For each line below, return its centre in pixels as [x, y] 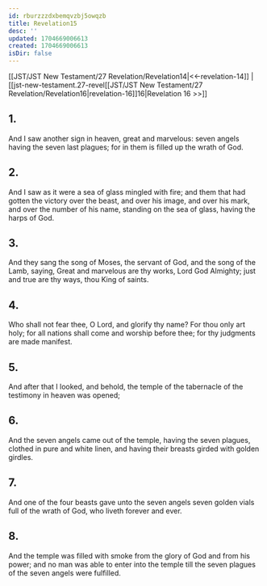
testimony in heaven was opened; [65, 395]
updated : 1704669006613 [48, 38]
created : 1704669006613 [48, 46]
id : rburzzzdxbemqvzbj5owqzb [57, 16]
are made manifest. [40, 342]
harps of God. [31, 217]
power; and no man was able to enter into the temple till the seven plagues [132, 564]
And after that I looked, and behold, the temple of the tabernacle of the [126, 387]
